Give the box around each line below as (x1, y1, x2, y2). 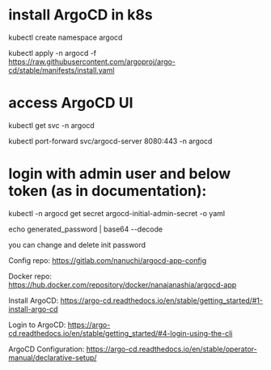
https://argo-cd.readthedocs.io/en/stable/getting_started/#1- (60, 296, 264, 305)
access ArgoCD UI (8, 94, 133, 113)
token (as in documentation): (8, 182, 207, 200)
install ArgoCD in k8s (8, 6, 154, 24)
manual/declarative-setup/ (8, 352, 97, 362)
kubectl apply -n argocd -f (8, 48, 97, 57)
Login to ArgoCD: (8, 320, 66, 330)
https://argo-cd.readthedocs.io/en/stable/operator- (86, 344, 257, 354)
